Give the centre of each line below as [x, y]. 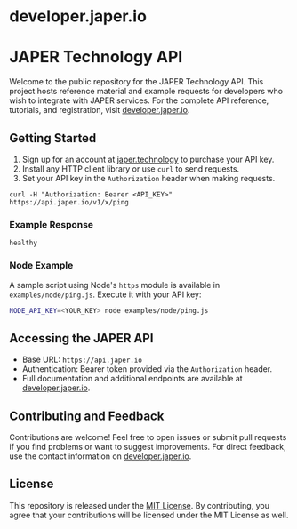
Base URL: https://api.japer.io [82, 360]
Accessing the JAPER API [81, 338]
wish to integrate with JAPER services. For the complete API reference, [139, 100]
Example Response [52, 224]
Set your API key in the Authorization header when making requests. [148, 178]
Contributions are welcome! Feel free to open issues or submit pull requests [148, 437]
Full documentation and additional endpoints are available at [132, 379]
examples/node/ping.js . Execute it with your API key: [105, 294]
